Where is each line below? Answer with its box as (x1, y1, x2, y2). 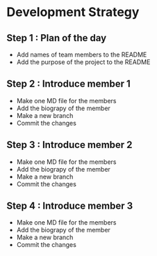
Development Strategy (6, 4, 140, 20)
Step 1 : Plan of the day (6, 32, 107, 44)
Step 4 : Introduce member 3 (6, 200, 133, 212)
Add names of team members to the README (16, 50, 147, 59)
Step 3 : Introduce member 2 (6, 139, 133, 151)
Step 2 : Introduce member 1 (6, 78, 131, 90)
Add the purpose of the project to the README (16, 58, 151, 66)
